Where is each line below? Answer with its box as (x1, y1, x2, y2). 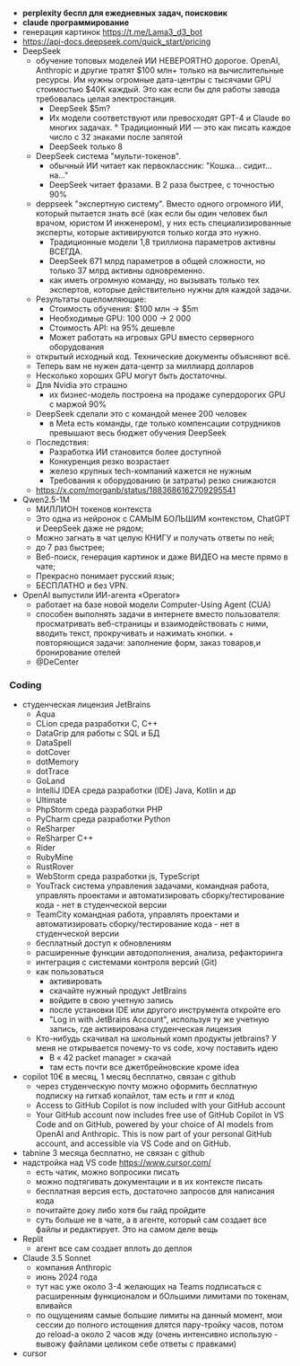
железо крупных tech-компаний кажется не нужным (48, 466, 253, 476)
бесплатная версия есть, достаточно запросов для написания (35, 1185, 275, 1197)
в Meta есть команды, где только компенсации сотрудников (48, 418, 281, 428)
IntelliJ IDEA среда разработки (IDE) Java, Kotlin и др (35, 785, 236, 796)
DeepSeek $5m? (48, 103, 111, 113)
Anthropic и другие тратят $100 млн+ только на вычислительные (35, 65, 285, 75)
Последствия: (35, 437, 90, 447)
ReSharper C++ (35, 833, 94, 843)
